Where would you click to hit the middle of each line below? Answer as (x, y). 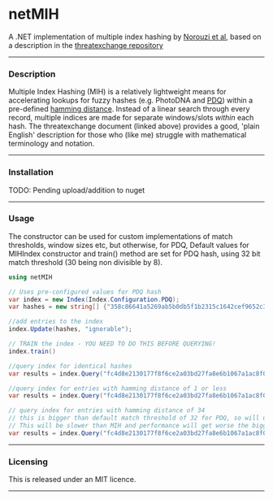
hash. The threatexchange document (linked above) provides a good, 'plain (134, 126)
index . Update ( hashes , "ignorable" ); (70, 329)
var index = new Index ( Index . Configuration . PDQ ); (94, 299)
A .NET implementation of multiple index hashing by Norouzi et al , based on (135, 37)
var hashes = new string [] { (58, 307)
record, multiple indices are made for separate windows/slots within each (131, 118)
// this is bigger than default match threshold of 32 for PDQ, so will (134, 418)
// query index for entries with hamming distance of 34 (107, 411)
